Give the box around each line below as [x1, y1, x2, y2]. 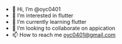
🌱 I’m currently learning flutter [11, 18, 87, 25]
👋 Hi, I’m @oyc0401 [11, 6, 61, 12]
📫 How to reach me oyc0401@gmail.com [11, 32, 116, 38]
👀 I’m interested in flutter [11, 12, 74, 19]
